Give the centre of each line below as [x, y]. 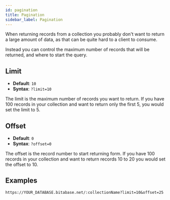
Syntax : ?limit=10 [32, 89]
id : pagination [22, 10]
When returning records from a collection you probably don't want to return [85, 34]
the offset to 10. [22, 164]
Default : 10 [24, 84]
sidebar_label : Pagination [34, 19]
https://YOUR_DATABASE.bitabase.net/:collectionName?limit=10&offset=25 [84, 192]
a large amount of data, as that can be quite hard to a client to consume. [81, 39]
